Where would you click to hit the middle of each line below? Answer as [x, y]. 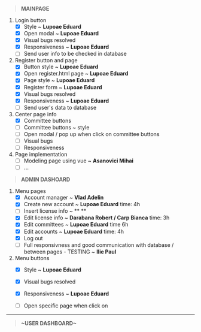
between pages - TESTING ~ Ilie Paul [70, 252]
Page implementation [41, 155]
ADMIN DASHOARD [45, 180]
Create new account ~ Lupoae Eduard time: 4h [82, 204]
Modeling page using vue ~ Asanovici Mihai [78, 161]
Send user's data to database [60, 107]
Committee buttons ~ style [57, 127]
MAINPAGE [35, 9]
